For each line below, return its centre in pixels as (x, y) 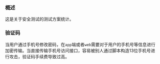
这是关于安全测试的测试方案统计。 (39, 19)
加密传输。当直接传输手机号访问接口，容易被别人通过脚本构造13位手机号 (78, 50)
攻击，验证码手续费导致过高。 (39, 56)
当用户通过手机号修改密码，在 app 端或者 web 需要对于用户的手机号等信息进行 (80, 44)
